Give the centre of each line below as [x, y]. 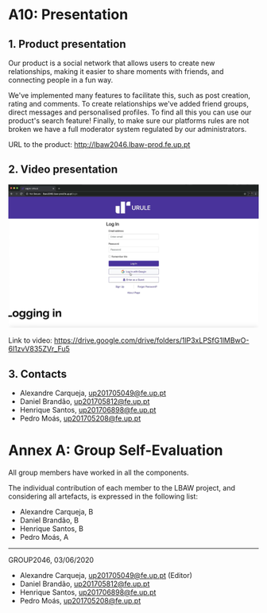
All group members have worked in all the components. [99, 472]
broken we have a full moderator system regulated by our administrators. [128, 129]
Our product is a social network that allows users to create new [112, 63]
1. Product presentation [67, 44]
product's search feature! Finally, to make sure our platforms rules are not [129, 120]
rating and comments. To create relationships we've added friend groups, [128, 104]
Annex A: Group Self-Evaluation [116, 450]
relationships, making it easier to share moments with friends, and [116, 72]
